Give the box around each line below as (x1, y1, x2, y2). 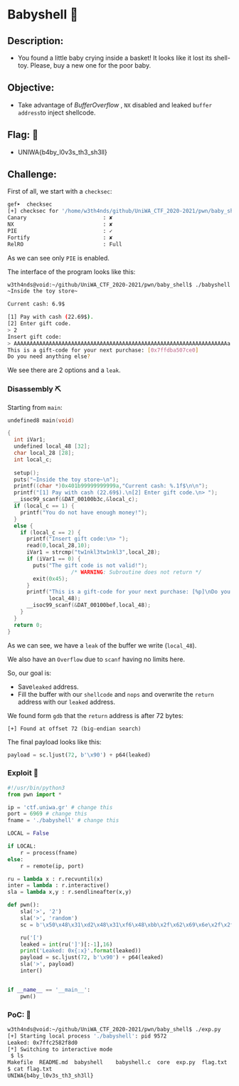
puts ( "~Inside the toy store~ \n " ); (14, 476, 119, 483)
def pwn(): (7, 902, 40, 909)
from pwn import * (7, 791, 62, 798)
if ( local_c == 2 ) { (20, 529, 81, 536)
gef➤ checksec (7, 201, 53, 209)
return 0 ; (14, 621, 43, 628)
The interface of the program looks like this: (7, 267, 136, 276)
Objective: (7, 82, 55, 94)
